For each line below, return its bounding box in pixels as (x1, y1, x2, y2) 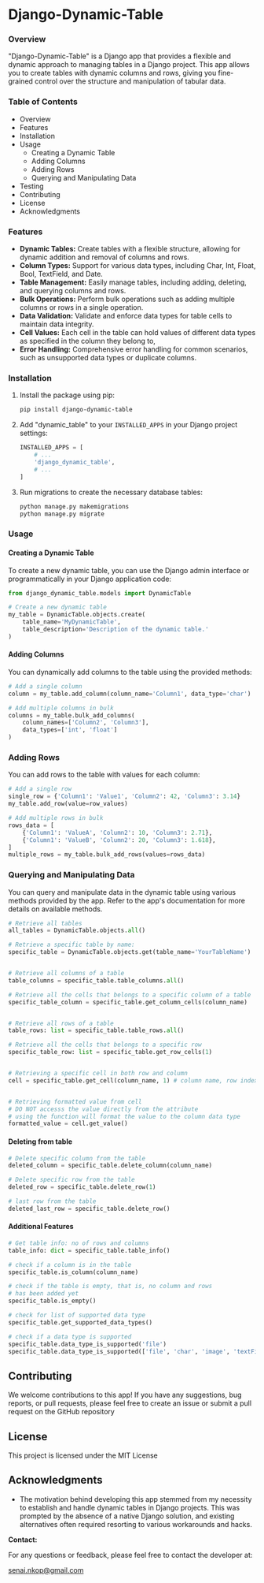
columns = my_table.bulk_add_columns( (8, 711, 135, 719)
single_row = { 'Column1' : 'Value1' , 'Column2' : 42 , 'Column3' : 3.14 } (8, 792, 241, 801)
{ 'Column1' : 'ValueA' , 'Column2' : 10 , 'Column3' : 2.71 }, (22, 829, 213, 836)
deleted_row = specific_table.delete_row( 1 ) (8, 1183, 156, 1191)
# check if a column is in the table (8, 1261, 132, 1268)
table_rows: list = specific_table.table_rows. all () (8, 1026, 185, 1034)
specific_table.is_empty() (8, 1297, 97, 1306)
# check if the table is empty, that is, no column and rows (8, 1283, 213, 1291)
